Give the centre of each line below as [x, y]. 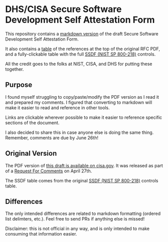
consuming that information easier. [41, 234]
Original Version [31, 154]
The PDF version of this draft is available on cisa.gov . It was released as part [84, 165]
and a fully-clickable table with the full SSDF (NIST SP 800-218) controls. [80, 54]
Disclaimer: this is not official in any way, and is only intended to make [77, 228]
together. [15, 69]
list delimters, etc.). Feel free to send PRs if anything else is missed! [75, 219]
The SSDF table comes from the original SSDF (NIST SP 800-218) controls [82, 180]
